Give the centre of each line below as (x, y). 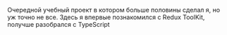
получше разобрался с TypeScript (59, 24)
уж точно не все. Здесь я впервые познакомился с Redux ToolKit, (106, 17)
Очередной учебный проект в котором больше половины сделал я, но (114, 10)
